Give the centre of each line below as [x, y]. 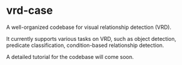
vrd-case [29, 11]
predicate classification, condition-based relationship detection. [85, 45]
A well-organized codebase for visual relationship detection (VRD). [89, 27]
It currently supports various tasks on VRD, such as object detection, [91, 39]
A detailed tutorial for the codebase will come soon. [70, 57]
